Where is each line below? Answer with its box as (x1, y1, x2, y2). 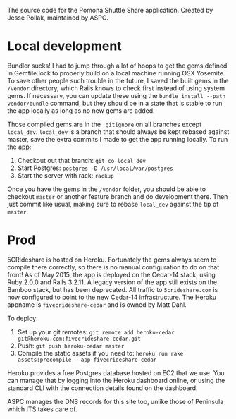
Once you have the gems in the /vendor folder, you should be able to (7, 185, 206, 193)
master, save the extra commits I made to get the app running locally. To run (7, 135, 228, 143)
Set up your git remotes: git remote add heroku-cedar (17, 327, 175, 336)
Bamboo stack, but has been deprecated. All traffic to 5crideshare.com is (7, 285, 218, 293)
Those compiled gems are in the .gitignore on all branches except (7, 120, 202, 128)
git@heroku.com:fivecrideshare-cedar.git (17, 335, 141, 342)
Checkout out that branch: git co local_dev (17, 156, 147, 164)
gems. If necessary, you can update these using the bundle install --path (7, 91, 226, 99)
